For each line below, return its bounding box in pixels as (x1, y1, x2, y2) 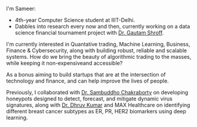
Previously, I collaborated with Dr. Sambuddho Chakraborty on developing (6, 89, 189, 96)
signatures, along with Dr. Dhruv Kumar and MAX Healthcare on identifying (6, 101, 190, 109)
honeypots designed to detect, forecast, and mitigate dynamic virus (6, 95, 173, 102)
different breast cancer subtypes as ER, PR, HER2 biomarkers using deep (6, 108, 187, 115)
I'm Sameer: (6, 5, 36, 12)
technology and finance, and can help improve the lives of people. (6, 77, 169, 84)
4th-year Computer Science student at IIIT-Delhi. (14, 17, 136, 23)
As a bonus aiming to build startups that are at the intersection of (6, 71, 166, 78)
